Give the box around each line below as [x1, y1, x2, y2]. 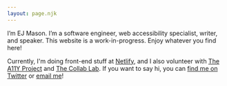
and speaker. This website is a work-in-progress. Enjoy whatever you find [7, 36, 217, 45]
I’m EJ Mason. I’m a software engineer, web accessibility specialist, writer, [7, 29, 218, 37]
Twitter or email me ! [7, 72, 64, 80]
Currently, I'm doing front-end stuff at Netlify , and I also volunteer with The [7, 56, 219, 65]
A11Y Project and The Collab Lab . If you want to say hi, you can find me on [7, 64, 218, 72]
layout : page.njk [7, 10, 57, 17]
